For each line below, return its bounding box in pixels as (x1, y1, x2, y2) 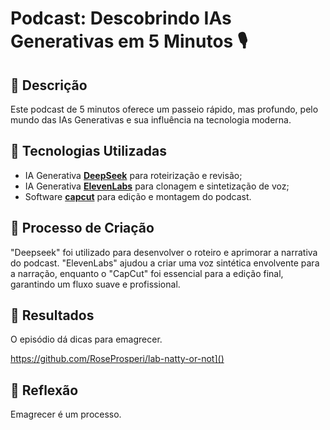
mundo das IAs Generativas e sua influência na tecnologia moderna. (10, 114, 292, 126)
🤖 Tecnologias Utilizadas (10, 143, 167, 160)
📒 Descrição (10, 77, 88, 94)
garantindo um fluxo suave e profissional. (10, 278, 181, 290)
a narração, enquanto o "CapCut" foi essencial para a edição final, (10, 267, 284, 279)
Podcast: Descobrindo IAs (10, 7, 232, 30)
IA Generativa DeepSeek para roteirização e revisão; (24, 169, 243, 181)
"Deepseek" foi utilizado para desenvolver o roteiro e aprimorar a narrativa (10, 246, 318, 258)
